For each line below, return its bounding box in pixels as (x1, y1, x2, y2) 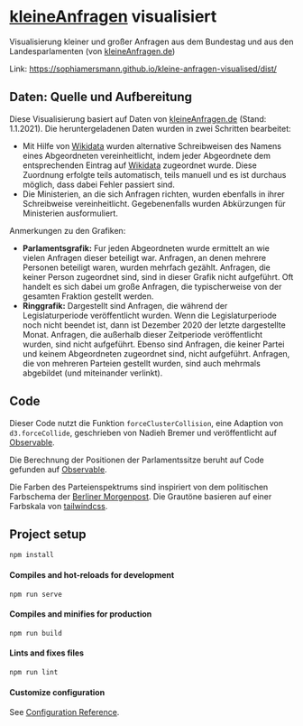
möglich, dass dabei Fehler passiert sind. (22, 179, 176, 190)
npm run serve (9, 590, 63, 599)
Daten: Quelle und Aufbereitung (9, 89, 192, 105)
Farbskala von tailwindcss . (9, 500, 108, 511)
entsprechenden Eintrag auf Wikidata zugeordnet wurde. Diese (22, 160, 257, 171)
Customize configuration (9, 686, 106, 697)
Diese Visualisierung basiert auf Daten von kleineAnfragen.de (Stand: (9, 113, 267, 124)
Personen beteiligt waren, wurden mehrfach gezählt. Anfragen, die (22, 262, 271, 273)
